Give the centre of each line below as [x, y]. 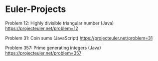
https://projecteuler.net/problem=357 [43, 53]
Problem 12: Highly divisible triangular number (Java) [60, 23]
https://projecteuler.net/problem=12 [42, 28]
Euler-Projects [36, 9]
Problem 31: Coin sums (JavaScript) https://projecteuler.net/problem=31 [79, 38]
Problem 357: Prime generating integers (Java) [53, 47]
